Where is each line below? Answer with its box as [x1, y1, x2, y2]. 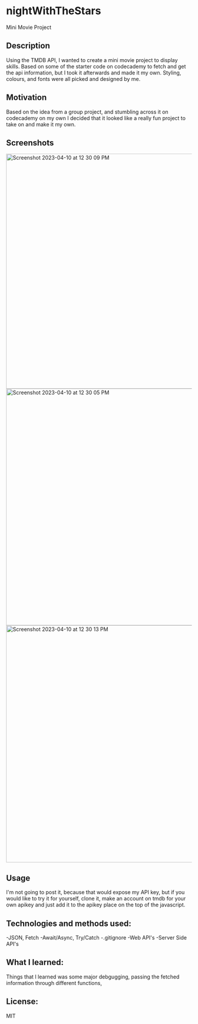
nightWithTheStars [6, 4, 101, 18]
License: [6, 997, 38, 1007]
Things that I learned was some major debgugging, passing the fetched [6, 973, 180, 980]
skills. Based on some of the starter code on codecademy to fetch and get [6, 63, 186, 70]
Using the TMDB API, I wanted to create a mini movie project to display [6, 56, 178, 63]
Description [6, 41, 50, 51]
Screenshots [6, 138, 54, 148]
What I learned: [6, 957, 64, 967]
